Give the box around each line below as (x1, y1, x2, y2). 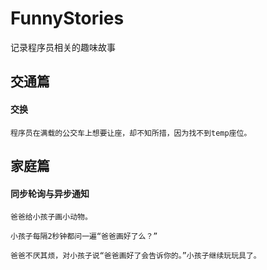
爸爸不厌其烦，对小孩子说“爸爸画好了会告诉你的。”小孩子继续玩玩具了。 (10, 251, 262, 261)
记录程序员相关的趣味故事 (10, 41, 116, 53)
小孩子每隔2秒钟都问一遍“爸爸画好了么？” (10, 232, 158, 242)
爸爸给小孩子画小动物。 (10, 212, 93, 222)
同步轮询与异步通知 (10, 187, 90, 199)
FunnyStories (10, 7, 125, 30)
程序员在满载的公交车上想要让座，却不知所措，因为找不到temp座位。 (10, 128, 252, 138)
